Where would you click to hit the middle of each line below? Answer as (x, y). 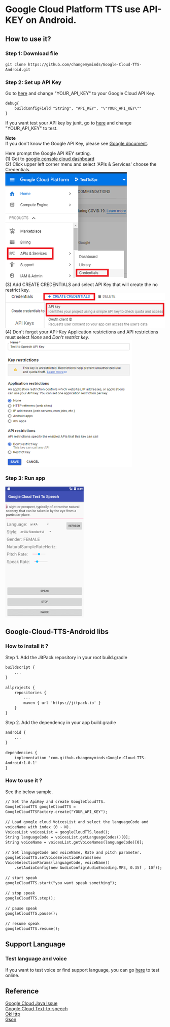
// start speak (21, 878)
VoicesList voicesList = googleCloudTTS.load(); (58, 832)
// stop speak (20, 893)
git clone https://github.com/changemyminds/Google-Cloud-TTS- (74, 65)
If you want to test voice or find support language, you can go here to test (82, 970)
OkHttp (13, 1014)
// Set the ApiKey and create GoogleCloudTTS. (55, 801)
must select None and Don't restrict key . (47, 337)
